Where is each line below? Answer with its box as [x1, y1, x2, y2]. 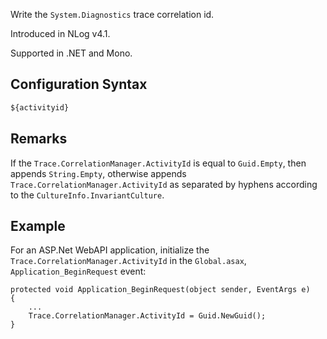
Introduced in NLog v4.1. [10, 28, 111, 39]
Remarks [10, 130, 68, 148]
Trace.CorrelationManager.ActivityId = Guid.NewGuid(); [28, 311, 267, 321]
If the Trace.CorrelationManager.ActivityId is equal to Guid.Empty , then [10, 157, 307, 169]
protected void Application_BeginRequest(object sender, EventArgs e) [10, 285, 311, 295]
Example [10, 217, 66, 234]
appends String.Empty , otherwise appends [10, 167, 187, 179]
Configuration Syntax [10, 76, 148, 93]
